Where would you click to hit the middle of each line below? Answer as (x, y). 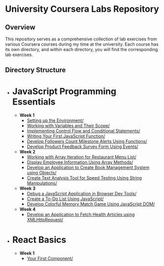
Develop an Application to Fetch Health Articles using (81, 214)
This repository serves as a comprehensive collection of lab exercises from (81, 39)
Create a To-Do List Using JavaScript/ (65, 199)
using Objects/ (41, 173)
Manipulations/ (42, 183)
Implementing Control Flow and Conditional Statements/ (83, 131)
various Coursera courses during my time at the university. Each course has (82, 44)
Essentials (34, 102)
